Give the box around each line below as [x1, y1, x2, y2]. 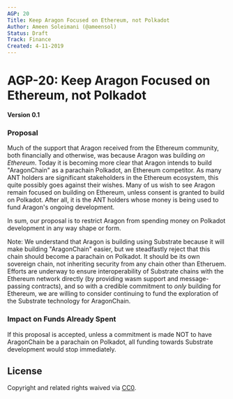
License [7, 365, 43, 377]
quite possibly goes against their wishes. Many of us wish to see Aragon [7, 181, 216, 189]
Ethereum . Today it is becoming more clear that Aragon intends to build [7, 158, 212, 167]
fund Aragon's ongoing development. [7, 203, 115, 211]
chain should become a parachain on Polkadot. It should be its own [7, 253, 200, 261]
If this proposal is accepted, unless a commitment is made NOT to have [7, 330, 212, 338]
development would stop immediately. [7, 345, 116, 353]
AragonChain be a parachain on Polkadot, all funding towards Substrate [7, 338, 213, 346]
